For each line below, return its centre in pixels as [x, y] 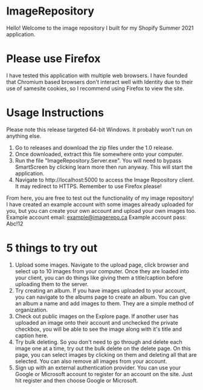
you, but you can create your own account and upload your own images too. [101, 210]
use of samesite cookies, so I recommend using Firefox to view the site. [95, 88]
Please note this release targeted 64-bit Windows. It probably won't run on [99, 129]
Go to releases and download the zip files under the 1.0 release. [94, 148]
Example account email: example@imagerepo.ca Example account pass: [97, 217]
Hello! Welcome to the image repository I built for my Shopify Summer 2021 [100, 28]
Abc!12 [15, 223]
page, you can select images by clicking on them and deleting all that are [106, 354]
